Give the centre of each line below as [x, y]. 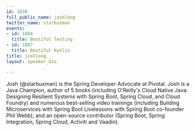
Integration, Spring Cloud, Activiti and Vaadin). [63, 121]
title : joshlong [26, 56]
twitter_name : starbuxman [38, 23]
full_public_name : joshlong [41, 17]
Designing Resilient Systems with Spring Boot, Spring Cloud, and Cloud [93, 96]
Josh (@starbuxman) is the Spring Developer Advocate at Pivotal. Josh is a [98, 83]
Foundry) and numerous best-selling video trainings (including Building [93, 102]
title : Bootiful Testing [42, 39]
